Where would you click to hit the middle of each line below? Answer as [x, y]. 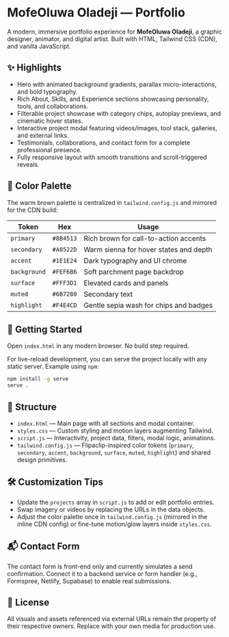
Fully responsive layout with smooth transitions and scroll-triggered [112, 157]
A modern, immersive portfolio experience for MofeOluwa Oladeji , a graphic [114, 32]
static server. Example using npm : [53, 366]
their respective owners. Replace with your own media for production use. [111, 626]
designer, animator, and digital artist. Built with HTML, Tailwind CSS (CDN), [112, 38]
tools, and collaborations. [53, 106]
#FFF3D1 [65, 283]
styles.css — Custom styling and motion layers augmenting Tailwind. [115, 431]
